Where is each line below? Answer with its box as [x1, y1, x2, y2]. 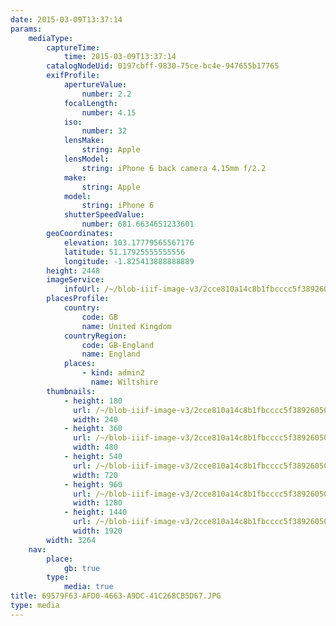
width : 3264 [46, 535, 97, 545]
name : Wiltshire [90, 377, 159, 387]
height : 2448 [46, 266, 101, 276]
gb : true [63, 563, 101, 573]
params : [10, 24, 43, 34]
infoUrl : [63, 284, 101, 295]
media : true [63, 582, 114, 592]
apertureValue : [63, 80, 128, 90]
